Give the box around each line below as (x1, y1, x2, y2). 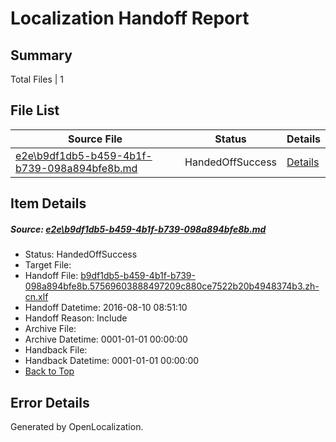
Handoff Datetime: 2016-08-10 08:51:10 (24, 302, 188, 314)
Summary (10, 47, 73, 64)
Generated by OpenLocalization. (10, 420, 144, 432)
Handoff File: (24, 270, 79, 282)
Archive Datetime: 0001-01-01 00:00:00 (24, 333, 188, 346)
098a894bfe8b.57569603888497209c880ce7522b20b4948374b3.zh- (24, 280, 320, 292)
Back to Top (24, 365, 75, 377)
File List (10, 102, 60, 119)
